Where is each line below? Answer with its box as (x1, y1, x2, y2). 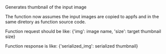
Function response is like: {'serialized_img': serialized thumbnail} (5, 43, 138, 49)
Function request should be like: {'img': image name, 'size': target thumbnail (5, 28, 161, 34)
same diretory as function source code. (5, 19, 86, 25)
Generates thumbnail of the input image (5, 4, 87, 10)
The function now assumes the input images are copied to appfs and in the (5, 14, 160, 19)
